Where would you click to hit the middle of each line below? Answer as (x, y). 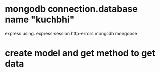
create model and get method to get (80, 53)
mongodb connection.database (71, 9)
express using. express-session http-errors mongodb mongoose (71, 33)
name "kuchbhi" (40, 19)
